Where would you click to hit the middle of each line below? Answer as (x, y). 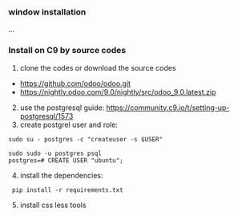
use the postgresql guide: (62, 108)
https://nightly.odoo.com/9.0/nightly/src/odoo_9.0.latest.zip (118, 92)
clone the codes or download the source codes (98, 67)
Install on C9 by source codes (67, 51)
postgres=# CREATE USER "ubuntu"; (66, 160)
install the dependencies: (61, 175)
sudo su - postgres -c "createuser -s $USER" (85, 139)
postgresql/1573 (46, 116)
